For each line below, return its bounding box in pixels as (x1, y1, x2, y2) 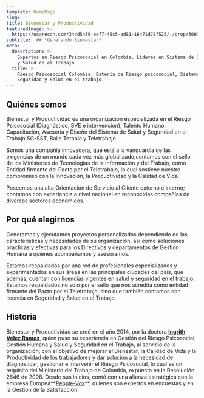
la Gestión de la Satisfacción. (6, 386, 79, 393)
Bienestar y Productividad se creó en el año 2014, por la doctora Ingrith (6, 328, 186, 335)
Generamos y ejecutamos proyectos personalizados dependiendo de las (6, 230, 188, 238)
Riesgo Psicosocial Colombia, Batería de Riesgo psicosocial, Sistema (17, 71, 200, 77)
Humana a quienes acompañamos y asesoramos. (6, 250, 130, 257)
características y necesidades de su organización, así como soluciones (6, 237, 185, 244)
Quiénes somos (6, 99, 67, 109)
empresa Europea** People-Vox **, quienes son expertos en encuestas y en (6, 379, 194, 386)
